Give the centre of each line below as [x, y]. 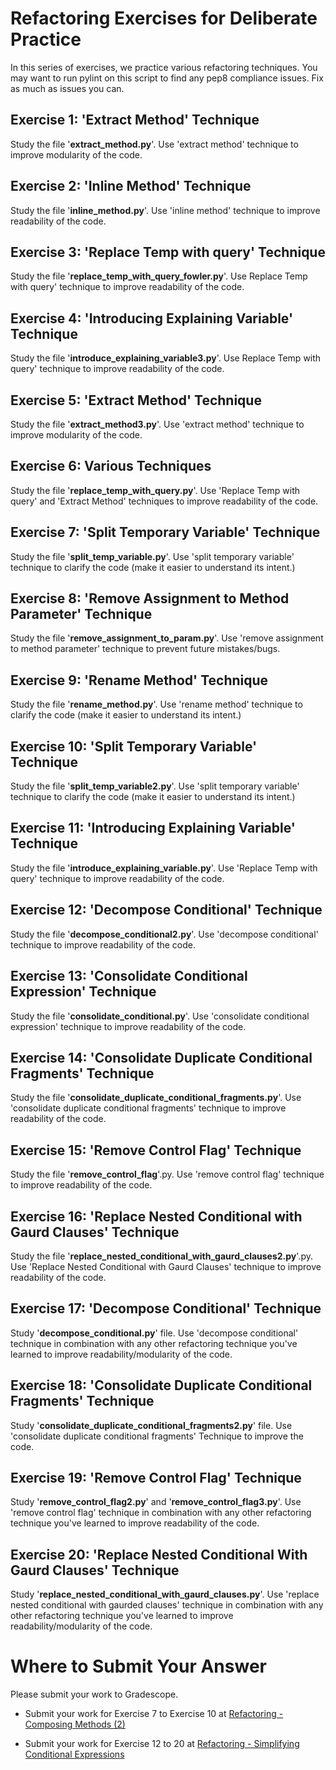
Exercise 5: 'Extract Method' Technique [136, 400]
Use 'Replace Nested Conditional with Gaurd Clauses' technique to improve [166, 1266]
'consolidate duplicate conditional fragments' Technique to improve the [157, 1436]
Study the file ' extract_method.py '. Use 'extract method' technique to [154, 144]
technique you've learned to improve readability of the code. [135, 1523]
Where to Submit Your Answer [138, 1666]
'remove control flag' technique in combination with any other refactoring [161, 1513]
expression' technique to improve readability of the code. [128, 1026]
